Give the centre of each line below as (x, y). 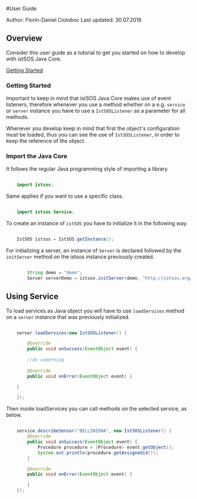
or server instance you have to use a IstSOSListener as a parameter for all (96, 111)
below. (14, 415)
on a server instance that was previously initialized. (68, 317)
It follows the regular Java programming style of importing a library (87, 169)
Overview (24, 39)
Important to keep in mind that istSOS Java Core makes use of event (89, 98)
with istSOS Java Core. (34, 59)
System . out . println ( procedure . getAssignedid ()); (98, 453)
